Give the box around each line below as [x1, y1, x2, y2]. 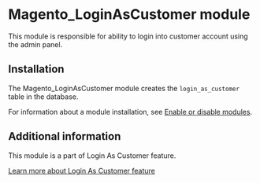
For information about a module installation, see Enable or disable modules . [8, 107, 253, 116]
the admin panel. [8, 39, 63, 49]
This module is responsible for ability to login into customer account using [8, 31, 248, 41]
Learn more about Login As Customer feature [8, 166, 156, 175]
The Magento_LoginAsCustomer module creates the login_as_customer [8, 83, 240, 93]
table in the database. [8, 92, 79, 101]
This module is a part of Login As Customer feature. [8, 151, 176, 160]
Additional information [8, 130, 121, 143]
